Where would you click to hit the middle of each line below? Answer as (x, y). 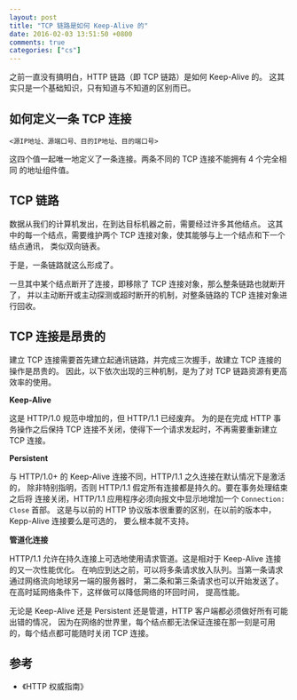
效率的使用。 (32, 382)
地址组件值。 (50, 170)
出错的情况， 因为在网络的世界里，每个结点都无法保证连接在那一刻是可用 (142, 622)
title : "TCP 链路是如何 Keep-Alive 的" (79, 26)
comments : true (37, 42)
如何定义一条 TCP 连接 (70, 119)
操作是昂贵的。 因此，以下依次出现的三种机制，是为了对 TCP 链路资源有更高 (148, 370)
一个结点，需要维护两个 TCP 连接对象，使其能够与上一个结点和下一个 (159, 235)
